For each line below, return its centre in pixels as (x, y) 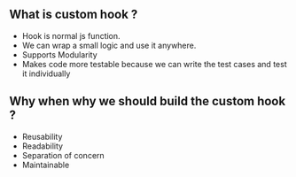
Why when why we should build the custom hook (148, 101)
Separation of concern (63, 155)
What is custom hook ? (74, 15)
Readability (43, 146)
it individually (46, 73)
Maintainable (46, 165)
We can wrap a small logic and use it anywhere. (109, 45)
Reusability (42, 136)
